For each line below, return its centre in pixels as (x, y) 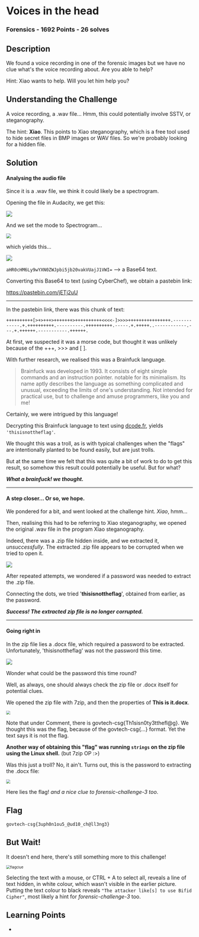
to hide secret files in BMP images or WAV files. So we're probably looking (97, 138)
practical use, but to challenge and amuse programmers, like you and (105, 397)
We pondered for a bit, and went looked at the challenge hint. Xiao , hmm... (97, 511)
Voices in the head (53, 11)
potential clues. (25, 691)
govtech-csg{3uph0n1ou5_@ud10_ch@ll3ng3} (58, 824)
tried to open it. (25, 553)
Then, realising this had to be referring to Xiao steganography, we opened (96, 523)
